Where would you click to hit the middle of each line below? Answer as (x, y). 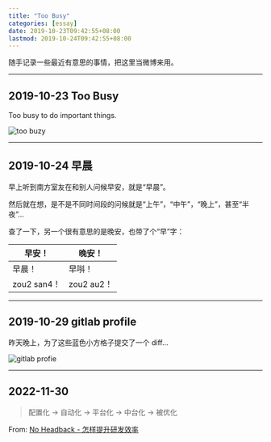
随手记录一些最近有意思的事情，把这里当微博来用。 (93, 62)
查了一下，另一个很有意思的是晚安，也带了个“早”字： (96, 231)
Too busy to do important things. (63, 116)
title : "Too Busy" (39, 16)
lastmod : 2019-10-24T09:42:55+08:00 (70, 38)
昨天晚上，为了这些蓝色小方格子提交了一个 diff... (89, 342)
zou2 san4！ (37, 284)
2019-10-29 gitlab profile (73, 322)
